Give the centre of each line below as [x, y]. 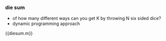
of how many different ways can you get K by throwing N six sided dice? [86, 18]
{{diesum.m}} [19, 33]
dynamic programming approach [46, 23]
